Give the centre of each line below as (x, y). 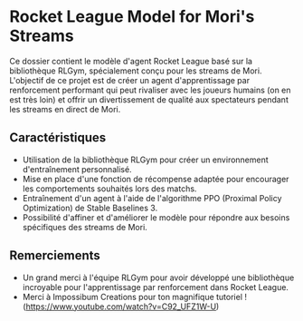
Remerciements (55, 256)
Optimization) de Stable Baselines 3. (90, 208)
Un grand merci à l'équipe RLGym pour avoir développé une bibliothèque (158, 277)
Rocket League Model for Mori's (132, 17)
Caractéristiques (58, 138)
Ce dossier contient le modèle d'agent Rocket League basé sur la (131, 61)
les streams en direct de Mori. (65, 109)
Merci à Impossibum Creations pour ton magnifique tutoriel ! (134, 297)
